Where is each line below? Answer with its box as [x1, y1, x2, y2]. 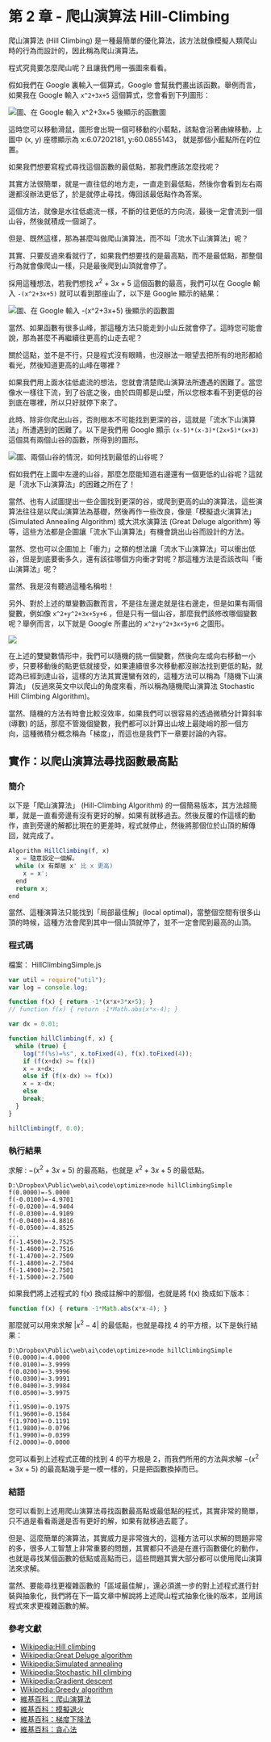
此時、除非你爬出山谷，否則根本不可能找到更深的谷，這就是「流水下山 [8, 414, 242, 424]
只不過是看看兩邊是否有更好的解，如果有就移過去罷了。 [8, 1516, 192, 1526]
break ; [23, 1095, 45, 1103]
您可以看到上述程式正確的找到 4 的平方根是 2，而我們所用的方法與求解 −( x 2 [8, 1453, 260, 1463]
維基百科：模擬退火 [19, 1705, 85, 1715]
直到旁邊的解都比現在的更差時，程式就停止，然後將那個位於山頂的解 [22, 821, 248, 830]
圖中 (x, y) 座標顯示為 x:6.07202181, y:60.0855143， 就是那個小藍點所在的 [8, 134, 254, 144]
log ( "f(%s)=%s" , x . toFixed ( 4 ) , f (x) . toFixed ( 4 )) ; [23, 1049, 194, 1058]
